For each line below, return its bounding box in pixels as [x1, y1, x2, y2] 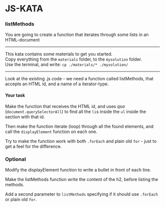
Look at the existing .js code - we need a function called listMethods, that [5, 76, 154, 82]
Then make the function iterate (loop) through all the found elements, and [5, 123, 154, 129]
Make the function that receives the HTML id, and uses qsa [5, 103, 125, 109]
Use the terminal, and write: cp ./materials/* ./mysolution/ [5, 62, 129, 68]
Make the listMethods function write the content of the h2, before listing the [5, 176, 159, 182]
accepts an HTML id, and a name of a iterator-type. [5, 81, 109, 87]
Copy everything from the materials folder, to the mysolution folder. [5, 56, 142, 62]
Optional [5, 156, 26, 163]
